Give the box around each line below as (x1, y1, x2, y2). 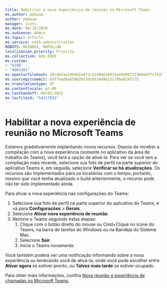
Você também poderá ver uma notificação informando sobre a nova (5, 252, 144, 258)
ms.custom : (5, 58, 28, 63)
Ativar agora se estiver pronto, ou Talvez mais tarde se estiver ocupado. (5, 263, 155, 269)
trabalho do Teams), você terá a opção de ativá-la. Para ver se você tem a (5, 154, 157, 160)
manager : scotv (5, 21, 37, 26)
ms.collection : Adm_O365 (5, 53, 57, 59)
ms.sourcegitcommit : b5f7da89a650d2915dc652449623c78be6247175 (5, 77, 139, 82)
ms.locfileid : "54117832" (5, 95, 59, 100)
